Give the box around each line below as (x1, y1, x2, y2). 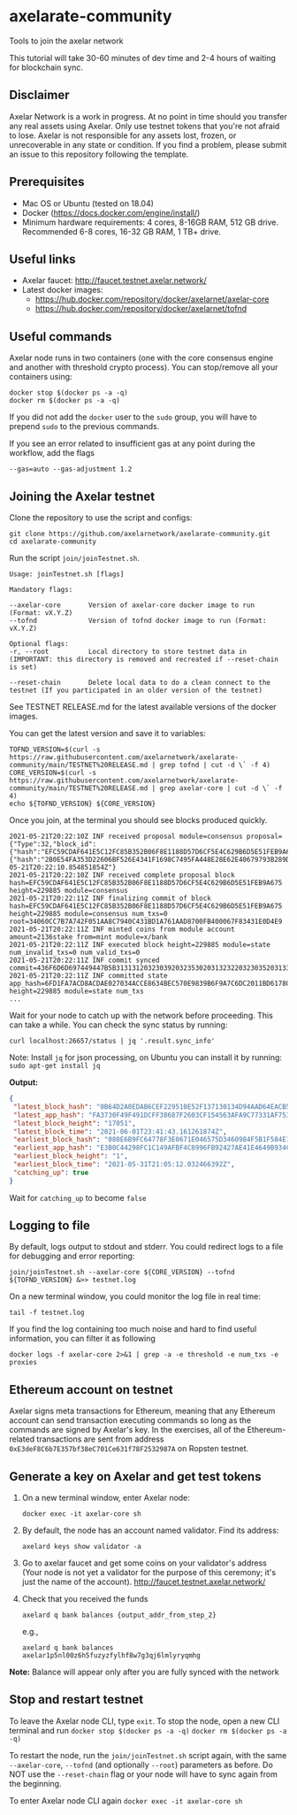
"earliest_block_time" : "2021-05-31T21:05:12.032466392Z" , (12, 1160, 236, 1169)
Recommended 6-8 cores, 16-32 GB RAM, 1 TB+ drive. (21, 226, 221, 236)
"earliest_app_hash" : (12, 1143, 93, 1152)
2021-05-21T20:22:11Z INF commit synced (9, 956, 161, 965)
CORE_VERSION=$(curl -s (9, 768, 97, 777)
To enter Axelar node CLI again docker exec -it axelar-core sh (9, 1795, 243, 1806)
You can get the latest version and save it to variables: (9, 728, 206, 738)
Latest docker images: (21, 285, 103, 296)
